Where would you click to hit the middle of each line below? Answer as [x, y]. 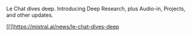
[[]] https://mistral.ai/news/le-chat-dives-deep [63, 27]
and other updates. [30, 15]
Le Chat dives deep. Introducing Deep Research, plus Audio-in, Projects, [96, 9]
